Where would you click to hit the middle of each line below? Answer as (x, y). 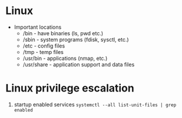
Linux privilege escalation (70, 88)
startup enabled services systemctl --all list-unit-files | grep (95, 104)
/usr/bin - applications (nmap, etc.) (65, 58)
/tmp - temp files (43, 52)
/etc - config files (44, 46)
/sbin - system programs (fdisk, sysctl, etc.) (76, 39)
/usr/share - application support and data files (79, 64)
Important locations (38, 27)
